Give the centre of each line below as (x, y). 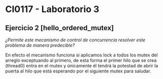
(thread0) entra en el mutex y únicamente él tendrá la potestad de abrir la (82, 66)
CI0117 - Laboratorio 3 (52, 9)
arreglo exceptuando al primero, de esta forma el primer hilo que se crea (81, 60)
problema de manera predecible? (40, 45)
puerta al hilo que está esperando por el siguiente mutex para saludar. (78, 71)
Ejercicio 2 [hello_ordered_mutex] (59, 28)
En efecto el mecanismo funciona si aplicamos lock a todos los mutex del (81, 55)
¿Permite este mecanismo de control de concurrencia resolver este (75, 40)
